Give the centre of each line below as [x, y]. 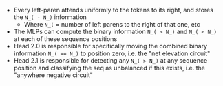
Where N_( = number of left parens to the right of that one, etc [112, 24]
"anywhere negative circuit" [53, 75]
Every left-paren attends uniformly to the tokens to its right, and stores [113, 10]
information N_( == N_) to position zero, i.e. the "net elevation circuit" [112, 53]
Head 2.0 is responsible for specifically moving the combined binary [110, 46]
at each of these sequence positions [65, 39]
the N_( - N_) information [50, 17]
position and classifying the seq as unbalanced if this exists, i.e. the [109, 68]
